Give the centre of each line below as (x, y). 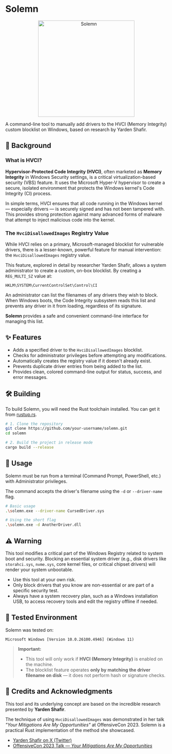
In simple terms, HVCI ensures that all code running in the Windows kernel (84, 203)
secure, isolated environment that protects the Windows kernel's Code (80, 188)
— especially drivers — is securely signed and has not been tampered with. (85, 209)
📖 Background (28, 146)
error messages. (30, 377)
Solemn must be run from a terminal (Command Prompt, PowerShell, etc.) (83, 475)
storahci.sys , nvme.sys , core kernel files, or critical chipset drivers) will (80, 564)
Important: (30, 649)
